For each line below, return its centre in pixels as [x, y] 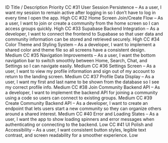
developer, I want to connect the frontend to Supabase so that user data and [84, 34]
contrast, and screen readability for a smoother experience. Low [71, 135]
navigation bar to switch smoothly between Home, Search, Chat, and [76, 60]
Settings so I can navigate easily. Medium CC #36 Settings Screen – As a [80, 66]
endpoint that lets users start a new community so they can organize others [83, 108]
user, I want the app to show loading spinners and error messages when [80, 119]
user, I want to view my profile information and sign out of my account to [80, 71]
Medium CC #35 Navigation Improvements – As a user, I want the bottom [80, 55]
